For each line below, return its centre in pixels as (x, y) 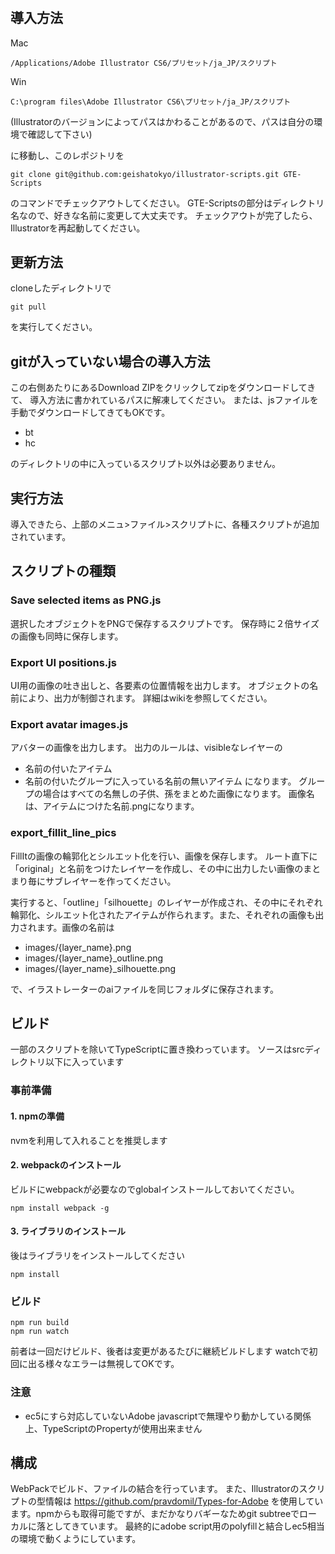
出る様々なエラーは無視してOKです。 (103, 1364)
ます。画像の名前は (75, 927)
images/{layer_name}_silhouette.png (100, 968)
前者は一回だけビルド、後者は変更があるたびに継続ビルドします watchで (160, 1351)
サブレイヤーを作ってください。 (110, 881)
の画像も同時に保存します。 (67, 636)
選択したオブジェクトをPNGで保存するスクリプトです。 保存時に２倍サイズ (165, 623)
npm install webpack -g (60, 1208)
